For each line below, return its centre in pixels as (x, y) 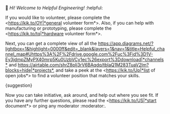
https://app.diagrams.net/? (126, 43)
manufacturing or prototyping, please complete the (58, 28)
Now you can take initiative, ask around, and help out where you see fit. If (82, 95)
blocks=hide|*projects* (29, 70)
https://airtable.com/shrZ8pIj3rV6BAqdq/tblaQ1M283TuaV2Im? (83, 65)
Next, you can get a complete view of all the (51, 43)
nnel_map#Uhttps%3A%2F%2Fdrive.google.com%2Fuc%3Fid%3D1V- (79, 54)
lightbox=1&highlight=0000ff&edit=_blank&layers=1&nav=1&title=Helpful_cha (85, 49)
